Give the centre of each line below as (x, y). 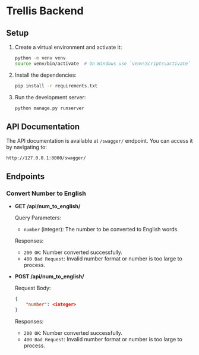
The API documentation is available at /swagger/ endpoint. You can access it (99, 141)
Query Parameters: (38, 218)
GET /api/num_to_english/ (48, 206)
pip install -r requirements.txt (56, 86)
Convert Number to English (46, 193)
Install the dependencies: (46, 75)
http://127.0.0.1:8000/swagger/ (46, 158)
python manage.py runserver (49, 108)
